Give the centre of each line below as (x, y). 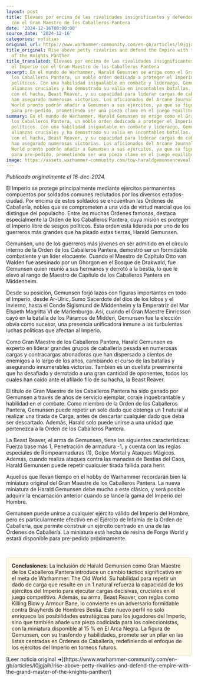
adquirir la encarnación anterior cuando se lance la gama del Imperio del (94, 496)
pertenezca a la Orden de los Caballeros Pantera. (66, 429)
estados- (173, 194)
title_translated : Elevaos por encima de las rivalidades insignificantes (100, 61)
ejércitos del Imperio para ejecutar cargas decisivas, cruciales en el (93, 591)
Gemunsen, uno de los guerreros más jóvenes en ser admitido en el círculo (97, 244)
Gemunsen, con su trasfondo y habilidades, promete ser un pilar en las (98, 635)
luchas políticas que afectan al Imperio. (54, 330)
